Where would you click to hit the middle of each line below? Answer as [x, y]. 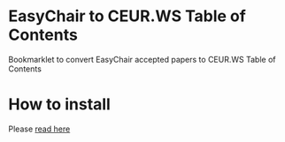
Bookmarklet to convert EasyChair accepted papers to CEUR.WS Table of [142, 59]
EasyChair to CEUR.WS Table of [127, 16]
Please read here [39, 129]
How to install [60, 105]
